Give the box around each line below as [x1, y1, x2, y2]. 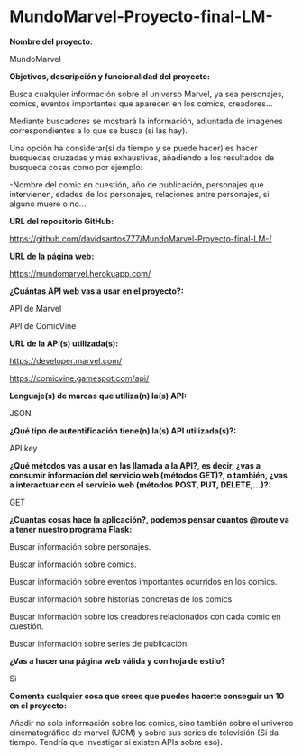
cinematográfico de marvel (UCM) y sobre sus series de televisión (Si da [9, 727, 279, 738]
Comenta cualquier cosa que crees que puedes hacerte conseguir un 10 [9, 690, 285, 701]
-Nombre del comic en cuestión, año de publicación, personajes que [9, 178, 264, 190]
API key [9, 442, 38, 453]
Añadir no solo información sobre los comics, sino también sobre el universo [9, 717, 294, 728]
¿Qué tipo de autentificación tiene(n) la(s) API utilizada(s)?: [9, 425, 237, 436]
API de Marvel [9, 303, 62, 314]
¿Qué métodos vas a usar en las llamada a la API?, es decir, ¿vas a [9, 460, 261, 470]
